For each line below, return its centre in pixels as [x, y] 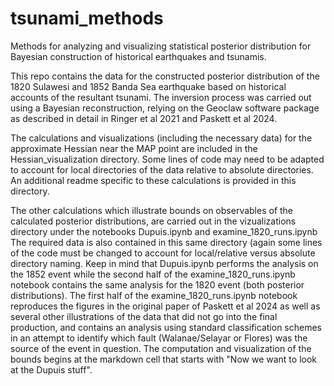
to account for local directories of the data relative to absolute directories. [162, 169]
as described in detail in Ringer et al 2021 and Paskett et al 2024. [144, 118]
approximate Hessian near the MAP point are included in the [134, 148]
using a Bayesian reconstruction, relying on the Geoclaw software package [165, 108]
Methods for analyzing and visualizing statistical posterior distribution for [161, 46]
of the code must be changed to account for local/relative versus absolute [163, 253]
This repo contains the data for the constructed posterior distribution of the [165, 76]
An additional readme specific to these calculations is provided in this [153, 180]
